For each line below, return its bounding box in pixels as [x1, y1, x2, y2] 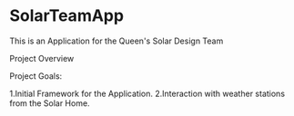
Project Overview [9, 53, 75, 63]
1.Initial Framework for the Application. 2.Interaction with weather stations [9, 88, 285, 99]
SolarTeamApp [9, 5, 125, 26]
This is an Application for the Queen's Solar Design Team [9, 35, 224, 46]
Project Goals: [9, 70, 63, 82]
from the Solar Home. [9, 97, 90, 109]
